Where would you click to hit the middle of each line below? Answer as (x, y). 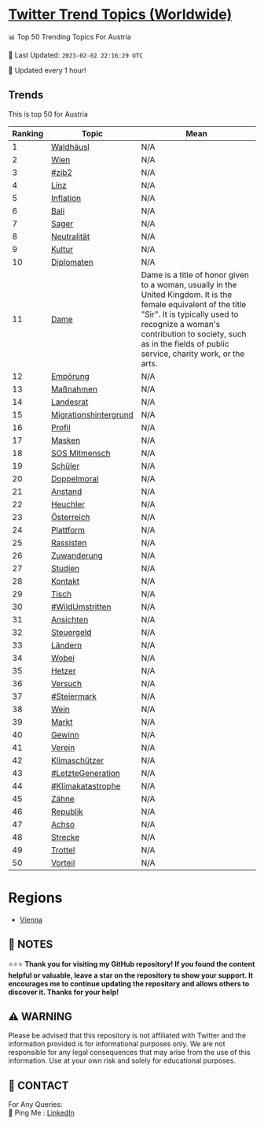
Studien (65, 568)
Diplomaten (72, 262)
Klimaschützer (77, 760)
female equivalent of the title (194, 304)
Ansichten (70, 619)
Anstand (66, 492)
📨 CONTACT (38, 1085)
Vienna (31, 919)
